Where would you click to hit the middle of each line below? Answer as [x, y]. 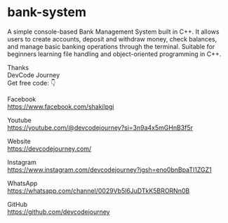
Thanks [18, 67]
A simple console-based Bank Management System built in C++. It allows [113, 32]
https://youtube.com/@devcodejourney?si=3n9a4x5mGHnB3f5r [100, 128]
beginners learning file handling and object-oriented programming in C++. [114, 54]
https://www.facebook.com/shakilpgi [61, 107]
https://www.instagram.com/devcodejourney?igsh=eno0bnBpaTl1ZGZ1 [109, 170]
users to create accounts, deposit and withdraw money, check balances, [112, 39]
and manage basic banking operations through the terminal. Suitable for [111, 46]
